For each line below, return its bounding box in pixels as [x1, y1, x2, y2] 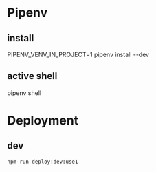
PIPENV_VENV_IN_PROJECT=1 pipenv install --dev [7, 50, 150, 58]
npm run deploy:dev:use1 [7, 158, 78, 165]
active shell [7, 70, 58, 82]
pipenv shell [7, 88, 42, 97]
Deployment [7, 113, 79, 128]
